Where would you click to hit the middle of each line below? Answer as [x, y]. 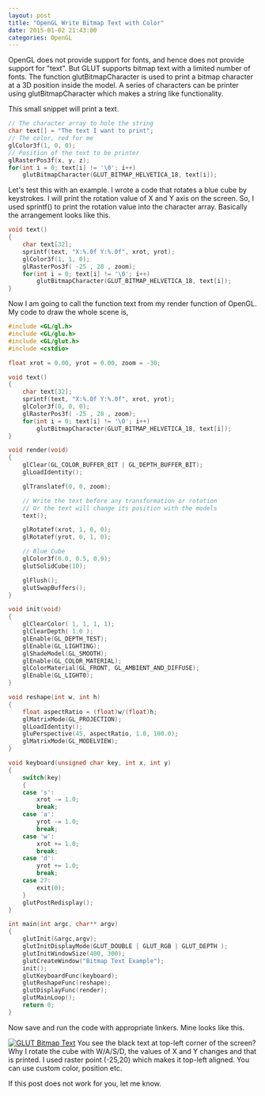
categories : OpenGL [40, 38]
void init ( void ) [35, 610]
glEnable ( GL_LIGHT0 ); [58, 676]
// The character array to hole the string [81, 123]
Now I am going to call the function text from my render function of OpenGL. [132, 304]
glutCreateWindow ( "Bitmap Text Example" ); [93, 961]
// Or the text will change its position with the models [120, 508]
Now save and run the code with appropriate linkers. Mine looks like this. [127, 1027]
